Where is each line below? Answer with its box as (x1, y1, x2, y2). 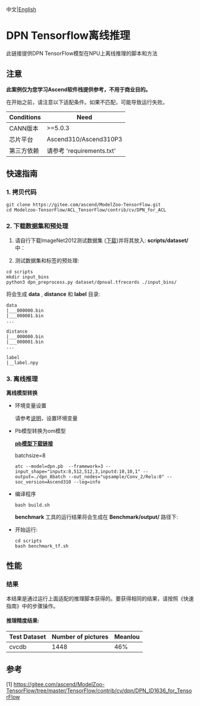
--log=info (73, 479, 101, 485)
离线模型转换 (6, 389, 37, 397)
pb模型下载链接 (14, 440, 54, 447)
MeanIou (114, 632, 140, 640)
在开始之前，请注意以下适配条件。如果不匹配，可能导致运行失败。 (6, 98, 168, 106)
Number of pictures (51, 632, 109, 640)
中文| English (6, 6, 37, 13)
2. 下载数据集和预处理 (6, 222, 68, 230)
